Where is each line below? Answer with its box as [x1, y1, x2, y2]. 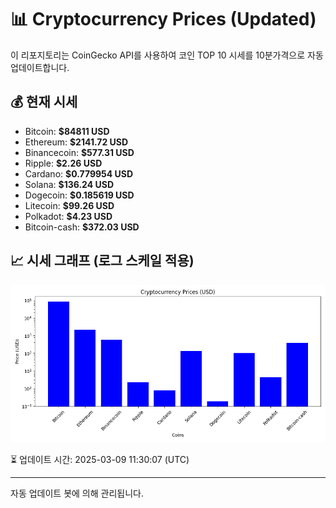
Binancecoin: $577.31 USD [24, 146, 135, 158]
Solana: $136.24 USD [24, 178, 115, 190]
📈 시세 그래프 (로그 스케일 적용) [10, 252, 195, 270]
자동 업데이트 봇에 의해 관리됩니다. [10, 487, 144, 499]
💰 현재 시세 [10, 94, 78, 111]
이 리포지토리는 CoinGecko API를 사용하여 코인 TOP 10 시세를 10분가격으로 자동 [10, 49, 324, 61]
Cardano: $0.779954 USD [24, 167, 134, 180]
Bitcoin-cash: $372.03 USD [24, 221, 140, 233]
